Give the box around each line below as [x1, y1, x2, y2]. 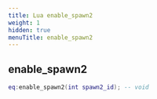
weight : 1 [8, 19, 41, 27]
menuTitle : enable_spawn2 [8, 33, 93, 42]
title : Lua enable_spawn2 [8, 11, 93, 20]
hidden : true [8, 26, 51, 34]
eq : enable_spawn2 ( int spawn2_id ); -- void [8, 83, 149, 91]
